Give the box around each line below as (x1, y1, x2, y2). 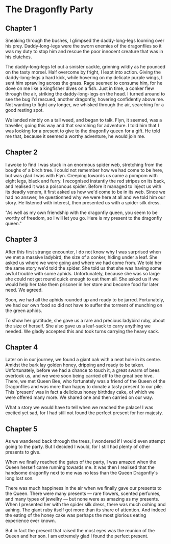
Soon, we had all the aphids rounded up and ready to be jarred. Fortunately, (5, 296, 164, 302)
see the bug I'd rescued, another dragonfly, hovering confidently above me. (5, 96, 164, 102)
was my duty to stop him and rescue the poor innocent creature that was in (5, 49, 163, 54)
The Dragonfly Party (5, 4, 93, 15)
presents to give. (5, 449, 41, 455)
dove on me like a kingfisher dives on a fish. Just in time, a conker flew (5, 85, 154, 91)
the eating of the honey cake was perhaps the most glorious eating (5, 512, 146, 518)
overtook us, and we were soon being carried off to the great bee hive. (5, 373, 154, 379)
